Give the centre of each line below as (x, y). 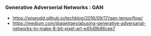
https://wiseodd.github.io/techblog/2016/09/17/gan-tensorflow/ (77, 18)
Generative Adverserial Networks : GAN (54, 7)
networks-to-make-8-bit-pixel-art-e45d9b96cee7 (64, 29)
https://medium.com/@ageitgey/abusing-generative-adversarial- (79, 23)
